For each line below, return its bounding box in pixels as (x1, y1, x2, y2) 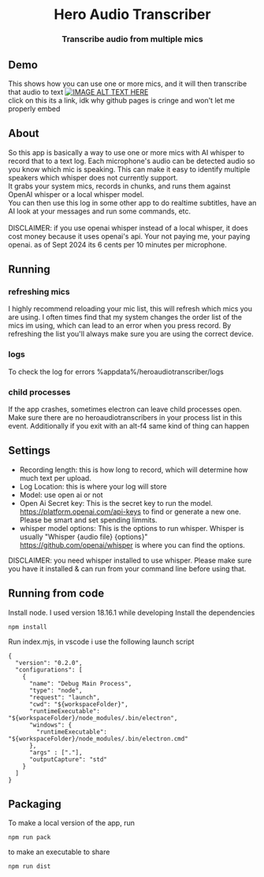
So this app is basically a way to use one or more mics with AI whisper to (8, 147, 245, 157)
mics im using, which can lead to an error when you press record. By (8, 321, 232, 330)
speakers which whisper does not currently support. (8, 173, 179, 182)
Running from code (8, 587, 105, 600)
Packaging (8, 797, 61, 811)
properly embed (8, 104, 61, 113)
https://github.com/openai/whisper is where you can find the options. (19, 540, 246, 549)
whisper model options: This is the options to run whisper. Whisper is (19, 523, 244, 533)
